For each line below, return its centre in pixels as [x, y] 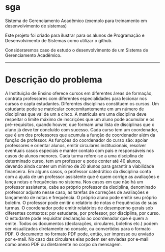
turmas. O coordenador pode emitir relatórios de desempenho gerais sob [79, 208]
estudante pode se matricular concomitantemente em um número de [75, 109]
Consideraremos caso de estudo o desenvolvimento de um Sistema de [77, 50]
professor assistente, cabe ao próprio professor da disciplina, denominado [81, 187]
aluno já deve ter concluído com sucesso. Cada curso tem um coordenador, [82, 129]
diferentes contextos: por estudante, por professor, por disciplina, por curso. [82, 213]
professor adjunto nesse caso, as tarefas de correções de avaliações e [77, 192]
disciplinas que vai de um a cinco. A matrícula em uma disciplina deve [76, 114]
